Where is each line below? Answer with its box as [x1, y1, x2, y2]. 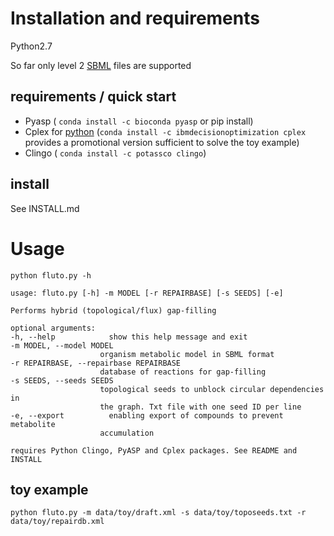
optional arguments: [10, 323, 97, 333]
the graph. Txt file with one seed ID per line [99, 402, 302, 412]
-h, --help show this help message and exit [10, 332, 248, 342]
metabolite [10, 419, 56, 429]
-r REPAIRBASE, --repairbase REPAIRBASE [10, 358, 182, 368]
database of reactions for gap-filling [99, 367, 267, 377]
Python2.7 [10, 40, 53, 52]
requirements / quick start [10, 88, 177, 106]
